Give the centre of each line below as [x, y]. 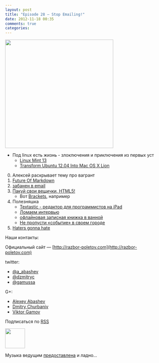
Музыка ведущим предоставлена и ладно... [51, 356]
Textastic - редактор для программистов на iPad [71, 207]
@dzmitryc [23, 277]
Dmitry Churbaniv [30, 307]
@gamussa [24, 282]
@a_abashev [25, 272]
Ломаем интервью [40, 212]
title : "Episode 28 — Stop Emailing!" [45, 14]
